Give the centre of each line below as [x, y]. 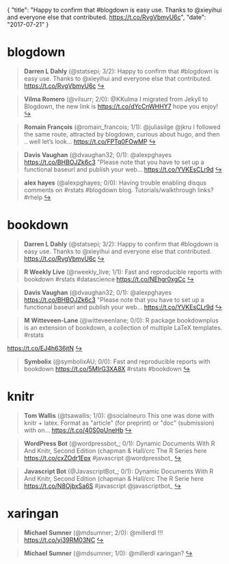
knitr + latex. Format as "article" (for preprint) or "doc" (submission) [119, 423]
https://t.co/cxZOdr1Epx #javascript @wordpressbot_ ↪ [103, 458]
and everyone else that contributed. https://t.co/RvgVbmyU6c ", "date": [107, 17]
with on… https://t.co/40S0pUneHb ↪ [78, 430]
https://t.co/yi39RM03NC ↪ [64, 540]
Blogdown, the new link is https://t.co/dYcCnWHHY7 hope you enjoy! [121, 106]
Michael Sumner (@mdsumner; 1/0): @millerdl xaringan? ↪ [108, 553]
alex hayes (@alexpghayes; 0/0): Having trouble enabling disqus [115, 183]
